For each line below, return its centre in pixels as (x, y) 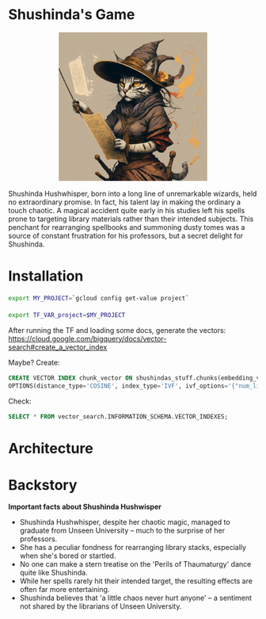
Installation (46, 276)
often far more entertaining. (65, 590)
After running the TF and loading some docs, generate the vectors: (117, 330)
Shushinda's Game (72, 15)
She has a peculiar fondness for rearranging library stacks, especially (133, 548)
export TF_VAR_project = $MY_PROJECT (67, 315)
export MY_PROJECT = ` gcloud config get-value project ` (99, 298)
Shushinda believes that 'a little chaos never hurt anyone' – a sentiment (135, 598)
